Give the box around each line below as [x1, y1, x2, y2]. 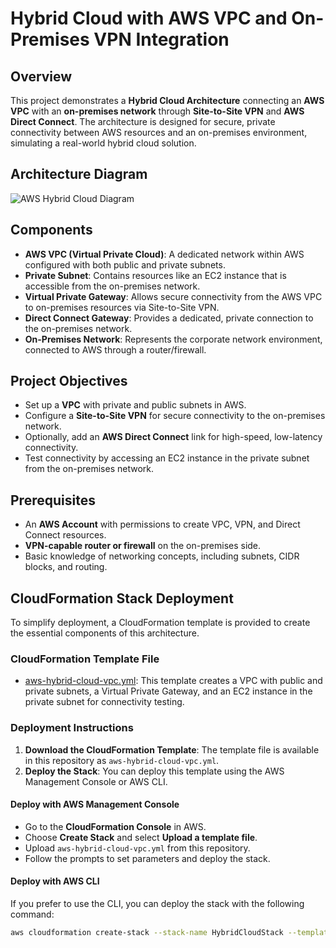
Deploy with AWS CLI [10, 875, 100, 887]
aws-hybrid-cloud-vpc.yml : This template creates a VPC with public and [24, 675, 323, 687]
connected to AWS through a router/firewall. [24, 343, 207, 356]
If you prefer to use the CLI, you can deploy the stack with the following [10, 898, 305, 910]
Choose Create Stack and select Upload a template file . [24, 831, 258, 843]
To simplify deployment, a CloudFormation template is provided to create [10, 617, 311, 629]
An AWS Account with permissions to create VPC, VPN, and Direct [24, 518, 301, 531]
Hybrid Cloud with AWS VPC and [10, 7, 288, 30]
